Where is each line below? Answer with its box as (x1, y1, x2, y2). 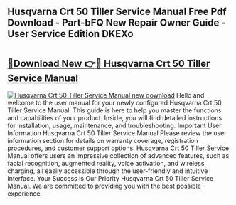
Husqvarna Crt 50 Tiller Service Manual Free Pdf (7, 6, 227, 18)
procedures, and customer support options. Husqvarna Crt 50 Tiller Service (7, 144, 230, 152)
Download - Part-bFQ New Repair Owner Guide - (7, 17, 226, 29)
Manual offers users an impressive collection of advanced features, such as (7, 152, 230, 159)
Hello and (176, 91, 205, 99)
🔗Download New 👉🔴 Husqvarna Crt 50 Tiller (7, 57, 210, 70)
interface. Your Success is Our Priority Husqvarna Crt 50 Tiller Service (7, 174, 214, 182)
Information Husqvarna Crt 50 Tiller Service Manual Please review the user (7, 129, 227, 137)
